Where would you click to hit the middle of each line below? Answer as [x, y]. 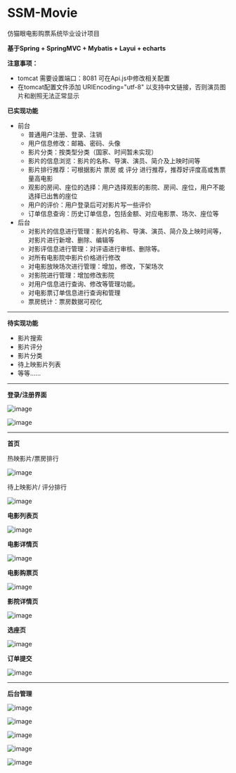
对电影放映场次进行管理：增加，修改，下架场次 [96, 266]
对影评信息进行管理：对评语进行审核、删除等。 [96, 248]
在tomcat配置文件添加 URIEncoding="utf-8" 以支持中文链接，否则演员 [118, 87]
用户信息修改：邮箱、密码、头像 [74, 143]
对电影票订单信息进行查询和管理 [74, 293]
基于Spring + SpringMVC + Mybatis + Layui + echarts [87, 48]
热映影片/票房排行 [33, 458]
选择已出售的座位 [53, 196]
